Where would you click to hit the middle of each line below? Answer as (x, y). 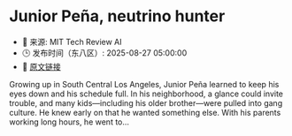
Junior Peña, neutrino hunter (117, 16)
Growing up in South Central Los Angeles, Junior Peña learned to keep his (144, 84)
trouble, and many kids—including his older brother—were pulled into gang (146, 102)
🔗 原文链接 (41, 66)
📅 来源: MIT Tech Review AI (72, 42)
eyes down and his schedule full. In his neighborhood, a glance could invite (146, 94)
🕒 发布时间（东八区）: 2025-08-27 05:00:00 (104, 53)
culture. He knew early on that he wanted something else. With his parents (145, 112)
